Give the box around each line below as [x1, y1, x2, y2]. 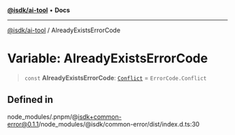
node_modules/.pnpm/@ [7, 112, 78, 121]
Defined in [7, 94, 54, 106]
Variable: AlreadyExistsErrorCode [7, 50, 208, 66]
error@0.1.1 [7, 120, 39, 128]
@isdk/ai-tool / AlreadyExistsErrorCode [7, 26, 121, 34]
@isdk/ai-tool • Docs [7, 6, 71, 14]
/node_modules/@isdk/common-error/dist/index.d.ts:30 [38, 120, 200, 128]
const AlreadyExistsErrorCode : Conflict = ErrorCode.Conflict [24, 73, 207, 82]
